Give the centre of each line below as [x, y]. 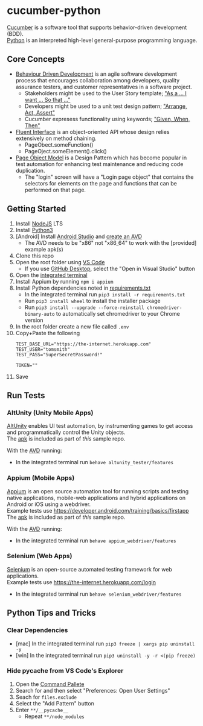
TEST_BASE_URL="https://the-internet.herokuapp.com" [83, 344]
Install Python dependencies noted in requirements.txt [83, 288]
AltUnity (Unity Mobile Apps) [50, 413]
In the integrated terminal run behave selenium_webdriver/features [98, 594]
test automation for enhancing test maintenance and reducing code [99, 164]
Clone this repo [34, 256]
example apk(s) [44, 249]
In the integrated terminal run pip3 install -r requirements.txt [105, 294]
